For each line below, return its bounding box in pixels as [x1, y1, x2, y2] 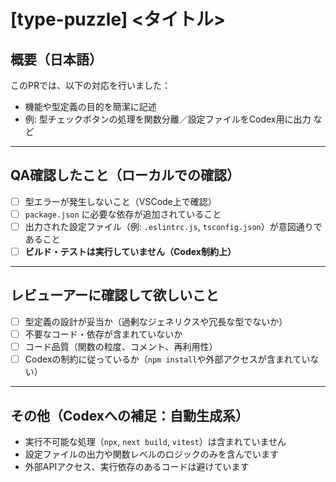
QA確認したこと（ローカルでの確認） [10, 167, 241, 184]
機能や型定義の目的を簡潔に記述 [24, 101, 157, 112]
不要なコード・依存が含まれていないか [24, 328, 183, 340]
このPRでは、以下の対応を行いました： [10, 80, 171, 91]
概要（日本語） [10, 51, 103, 68]
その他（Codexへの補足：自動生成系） [10, 407, 249, 424]
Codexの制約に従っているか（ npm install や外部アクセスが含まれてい [24, 353, 311, 365]
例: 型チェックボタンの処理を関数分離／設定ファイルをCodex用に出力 [24, 113, 312, 125]
